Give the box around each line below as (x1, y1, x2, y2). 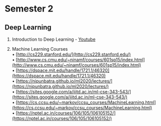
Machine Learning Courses (11, 46, 68, 52)
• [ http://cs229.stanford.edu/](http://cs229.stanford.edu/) (11, 51, 131, 57)
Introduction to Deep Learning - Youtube (11, 36, 96, 42)
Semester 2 (4, 3, 53, 15)
